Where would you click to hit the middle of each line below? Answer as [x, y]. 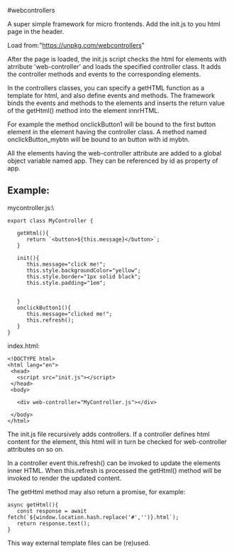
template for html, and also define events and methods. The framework [111, 96]
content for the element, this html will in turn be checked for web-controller [117, 441]
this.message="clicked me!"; [69, 314]
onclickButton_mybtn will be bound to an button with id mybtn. [99, 139]
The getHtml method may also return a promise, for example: [96, 491]
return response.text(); [54, 523]
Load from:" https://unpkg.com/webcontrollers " [76, 45]
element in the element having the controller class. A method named [107, 132]
